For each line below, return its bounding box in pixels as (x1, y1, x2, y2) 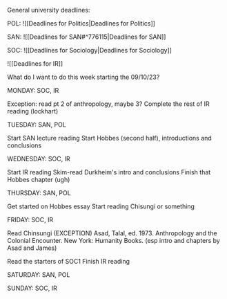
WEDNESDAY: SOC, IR (7, 155, 70, 163)
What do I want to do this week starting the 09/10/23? (7, 73, 160, 81)
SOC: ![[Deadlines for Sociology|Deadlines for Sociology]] (7, 46, 172, 54)
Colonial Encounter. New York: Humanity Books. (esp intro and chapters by (7, 237, 221, 244)
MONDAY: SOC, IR (7, 87, 59, 94)
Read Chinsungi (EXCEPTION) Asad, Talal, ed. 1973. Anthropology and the (7, 229, 217, 237)
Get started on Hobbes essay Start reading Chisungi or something (7, 202, 195, 210)
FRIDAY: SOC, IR (7, 216, 54, 224)
